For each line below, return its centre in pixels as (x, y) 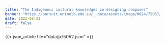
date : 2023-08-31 (23, 18)
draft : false (18, 23)
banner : (13, 14)
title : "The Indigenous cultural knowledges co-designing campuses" (77, 9)
